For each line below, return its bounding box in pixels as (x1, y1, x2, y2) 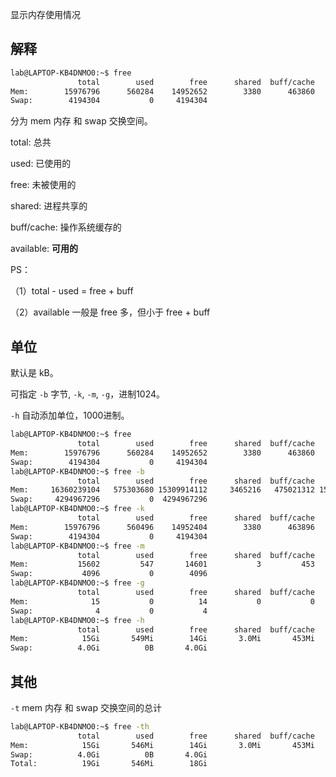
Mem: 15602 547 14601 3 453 (10, 559, 315, 570)
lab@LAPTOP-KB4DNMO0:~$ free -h (10, 615, 145, 625)
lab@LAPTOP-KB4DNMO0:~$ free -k (10, 504, 145, 514)
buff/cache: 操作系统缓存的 (10, 221, 122, 233)
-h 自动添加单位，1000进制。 (10, 409, 130, 422)
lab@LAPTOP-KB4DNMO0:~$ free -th (10, 721, 150, 732)
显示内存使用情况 (10, 9, 81, 20)
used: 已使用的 (10, 158, 72, 170)
